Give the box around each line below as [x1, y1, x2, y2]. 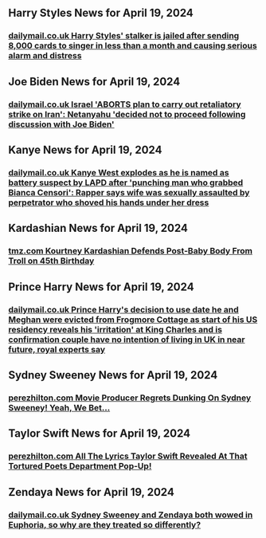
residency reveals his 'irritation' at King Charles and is [8, 324, 223, 335]
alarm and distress [8, 50, 82, 61]
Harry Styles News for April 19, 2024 [8, 6, 194, 20]
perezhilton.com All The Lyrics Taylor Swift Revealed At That [8, 450, 248, 461]
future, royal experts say [8, 344, 106, 355]
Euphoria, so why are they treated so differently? [8, 519, 201, 530]
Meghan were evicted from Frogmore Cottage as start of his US [8, 314, 258, 325]
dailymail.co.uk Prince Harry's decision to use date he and [8, 304, 239, 315]
